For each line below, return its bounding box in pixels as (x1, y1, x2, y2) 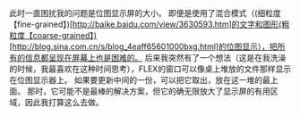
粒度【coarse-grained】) (9, 30, 97, 40)
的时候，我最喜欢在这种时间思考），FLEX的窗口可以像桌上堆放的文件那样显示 (9, 63, 292, 74)
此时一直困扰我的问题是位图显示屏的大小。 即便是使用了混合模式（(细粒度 (9, 8, 282, 18)
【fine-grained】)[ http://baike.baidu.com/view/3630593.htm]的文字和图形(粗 (9, 19, 290, 29)
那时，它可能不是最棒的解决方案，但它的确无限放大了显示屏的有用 (26, 86, 270, 96)
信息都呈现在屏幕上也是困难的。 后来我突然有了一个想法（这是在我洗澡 (24, 53, 287, 62)
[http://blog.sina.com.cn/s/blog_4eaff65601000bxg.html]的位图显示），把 (9, 41, 278, 52)
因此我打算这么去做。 (24, 97, 104, 107)
